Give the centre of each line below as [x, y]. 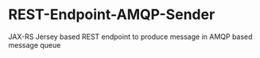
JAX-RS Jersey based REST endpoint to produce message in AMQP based [130, 37]
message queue [35, 44]
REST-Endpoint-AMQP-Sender [112, 15]
